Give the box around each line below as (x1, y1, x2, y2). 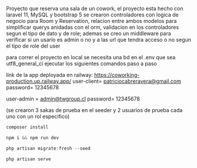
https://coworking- (94, 72, 140, 78)
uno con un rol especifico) (6, 113, 70, 120)
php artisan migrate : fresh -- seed (6, 145, 91, 152)
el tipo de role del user (6, 42, 61, 49)
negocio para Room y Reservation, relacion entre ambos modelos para (6, 18, 177, 24)
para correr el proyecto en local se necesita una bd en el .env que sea (6, 54, 176, 61)
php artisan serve (6, 156, 51, 162)
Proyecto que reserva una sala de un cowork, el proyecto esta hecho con (6, 5, 183, 12)
